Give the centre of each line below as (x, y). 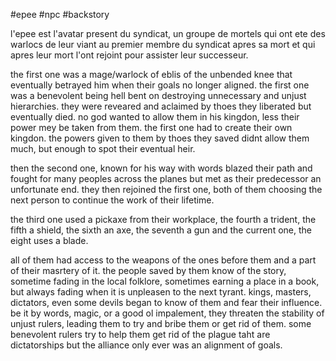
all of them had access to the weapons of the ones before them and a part (163, 260)
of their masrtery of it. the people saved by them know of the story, (148, 270)
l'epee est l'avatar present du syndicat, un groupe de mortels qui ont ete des (168, 33)
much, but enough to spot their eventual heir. (103, 148)
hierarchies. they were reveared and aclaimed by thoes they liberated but (161, 106)
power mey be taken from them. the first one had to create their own (151, 127)
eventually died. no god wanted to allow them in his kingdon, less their (155, 117)
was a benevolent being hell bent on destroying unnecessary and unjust (158, 95)
